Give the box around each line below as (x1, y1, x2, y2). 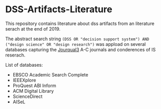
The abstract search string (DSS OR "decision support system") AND (5, 36, 149, 42)
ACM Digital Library (12, 88, 54, 94)
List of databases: (5, 62, 43, 68)
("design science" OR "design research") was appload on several (5, 41, 146, 47)
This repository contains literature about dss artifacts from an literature (5, 20, 155, 26)
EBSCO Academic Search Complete (12, 71, 88, 77)
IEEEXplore (12, 77, 36, 83)
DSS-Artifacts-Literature (5, 4, 112, 15)
